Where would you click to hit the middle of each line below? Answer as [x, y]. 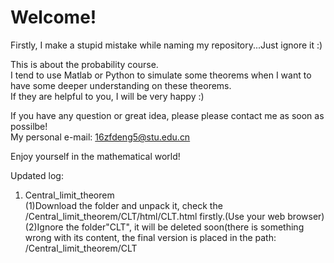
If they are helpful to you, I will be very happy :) [107, 96]
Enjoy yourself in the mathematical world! [95, 156]
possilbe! [29, 126]
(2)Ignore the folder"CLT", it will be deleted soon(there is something [164, 227]
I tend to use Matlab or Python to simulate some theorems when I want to [161, 75]
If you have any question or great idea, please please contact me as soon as [167, 115]
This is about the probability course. [84, 64]
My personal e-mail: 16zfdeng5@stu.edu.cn [100, 137]
